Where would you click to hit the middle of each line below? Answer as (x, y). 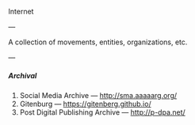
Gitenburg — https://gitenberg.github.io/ (86, 104)
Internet (21, 11)
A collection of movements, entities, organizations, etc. (98, 42)
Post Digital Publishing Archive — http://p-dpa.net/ (103, 112)
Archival (23, 75)
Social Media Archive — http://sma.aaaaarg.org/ (98, 95)
